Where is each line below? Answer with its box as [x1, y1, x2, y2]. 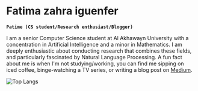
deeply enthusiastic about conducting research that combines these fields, [6, 47, 192, 54]
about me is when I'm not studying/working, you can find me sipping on [6, 60, 185, 67]
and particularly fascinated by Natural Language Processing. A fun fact [6, 53, 182, 60]
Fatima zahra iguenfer [6, 4, 119, 18]
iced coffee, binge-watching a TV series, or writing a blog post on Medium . [6, 66, 193, 73]
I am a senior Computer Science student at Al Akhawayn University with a [6, 34, 189, 41]
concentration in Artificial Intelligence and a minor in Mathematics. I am [6, 41, 182, 48]
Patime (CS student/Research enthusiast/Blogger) [6, 24, 134, 30]
